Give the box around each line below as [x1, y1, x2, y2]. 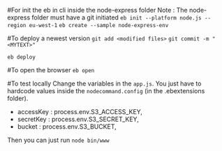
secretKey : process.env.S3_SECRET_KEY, [17, 115, 140, 123]
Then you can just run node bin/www [7, 136, 110, 144]
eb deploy [7, 54, 36, 61]
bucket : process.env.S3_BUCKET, [17, 122, 117, 131]
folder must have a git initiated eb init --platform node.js [31, 13, 202, 22]
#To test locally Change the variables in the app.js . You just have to [7, 79, 202, 88]
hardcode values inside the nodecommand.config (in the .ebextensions [7, 87, 205, 95]
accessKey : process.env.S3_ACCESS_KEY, [17, 108, 143, 116]
